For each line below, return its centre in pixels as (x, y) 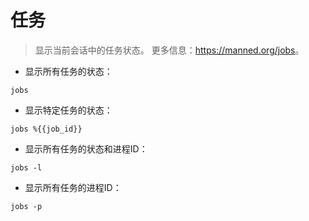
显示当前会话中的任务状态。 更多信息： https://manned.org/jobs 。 (169, 50)
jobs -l (26, 167)
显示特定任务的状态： (68, 110)
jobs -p (26, 206)
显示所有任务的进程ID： (73, 187)
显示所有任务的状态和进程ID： (86, 148)
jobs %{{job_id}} (46, 129)
